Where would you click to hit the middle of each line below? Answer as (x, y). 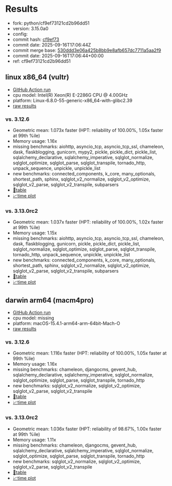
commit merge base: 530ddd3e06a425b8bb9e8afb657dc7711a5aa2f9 (87, 50)
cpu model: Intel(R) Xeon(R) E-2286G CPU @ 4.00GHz (70, 95)
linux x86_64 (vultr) (37, 77)
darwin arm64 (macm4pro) (49, 300)
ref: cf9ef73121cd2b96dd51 (41, 61)
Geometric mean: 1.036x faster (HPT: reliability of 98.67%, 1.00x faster (87, 429)
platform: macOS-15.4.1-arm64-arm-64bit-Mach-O (66, 323)
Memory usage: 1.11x (34, 439)
